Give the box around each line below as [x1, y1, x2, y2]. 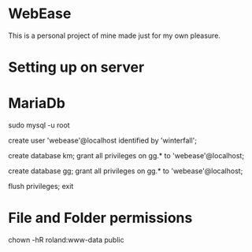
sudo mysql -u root [8, 120, 70, 130]
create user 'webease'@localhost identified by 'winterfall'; [8, 135, 198, 146]
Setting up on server [8, 58, 145, 76]
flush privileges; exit [8, 182, 74, 191]
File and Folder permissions [8, 209, 193, 227]
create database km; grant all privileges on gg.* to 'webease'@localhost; [8, 151, 245, 161]
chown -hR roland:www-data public [8, 235, 124, 244]
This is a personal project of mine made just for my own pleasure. [8, 31, 220, 40]
